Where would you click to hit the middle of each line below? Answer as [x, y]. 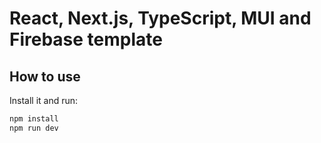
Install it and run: [44, 100]
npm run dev [34, 128]
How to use [45, 76]
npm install [34, 119]
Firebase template [86, 39]
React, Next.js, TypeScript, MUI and [160, 18]
